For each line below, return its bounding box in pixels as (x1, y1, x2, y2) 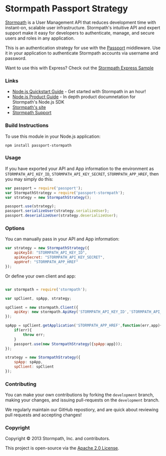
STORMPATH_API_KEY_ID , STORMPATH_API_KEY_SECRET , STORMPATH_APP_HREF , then (5, 171, 159, 176)
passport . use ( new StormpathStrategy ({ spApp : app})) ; (14, 342, 123, 346)
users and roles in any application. (5, 35, 75, 41)
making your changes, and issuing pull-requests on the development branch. (5, 397, 160, 403)
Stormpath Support (12, 110, 52, 115)
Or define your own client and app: (5, 273, 76, 279)
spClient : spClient (14, 364, 54, 369)
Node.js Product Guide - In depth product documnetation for (12, 94, 136, 100)
